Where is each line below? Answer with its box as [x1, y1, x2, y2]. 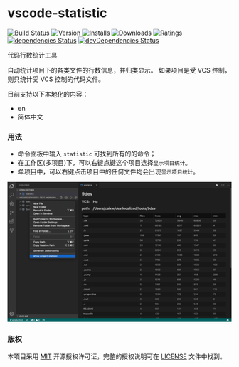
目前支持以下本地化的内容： [7, 90, 89, 98]
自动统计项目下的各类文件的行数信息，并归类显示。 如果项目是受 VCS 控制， [7, 65, 231, 74]
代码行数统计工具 [7, 50, 58, 59]
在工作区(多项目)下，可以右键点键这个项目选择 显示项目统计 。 [17, 159, 192, 167]
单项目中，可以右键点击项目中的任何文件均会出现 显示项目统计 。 [17, 167, 200, 176]
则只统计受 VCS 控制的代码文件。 [7, 75, 105, 83]
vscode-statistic [7, 5, 107, 21]
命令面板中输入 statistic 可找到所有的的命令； [17, 149, 156, 158]
